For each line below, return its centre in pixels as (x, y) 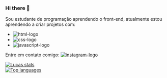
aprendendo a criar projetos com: (40, 24)
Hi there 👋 (18, 8)
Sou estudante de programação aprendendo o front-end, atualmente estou (84, 19)
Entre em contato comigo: (32, 55)
